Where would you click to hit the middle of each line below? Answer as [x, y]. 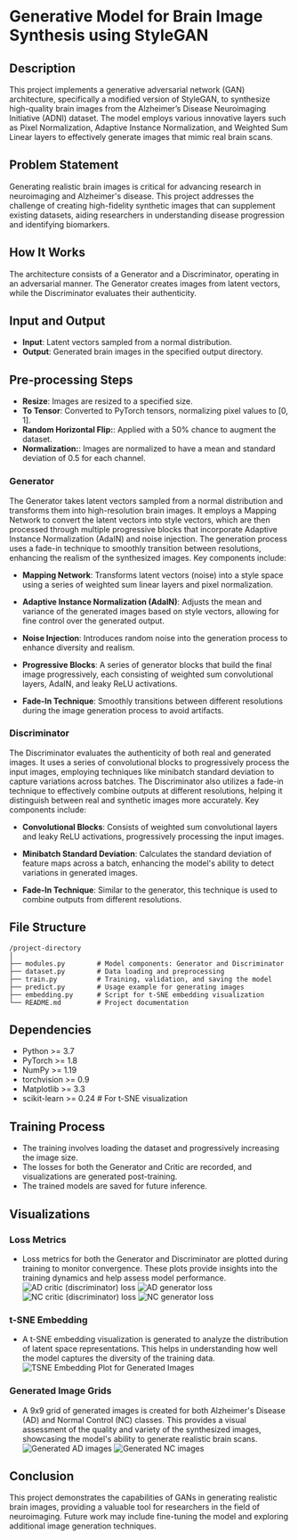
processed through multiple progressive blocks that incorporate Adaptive [143, 529]
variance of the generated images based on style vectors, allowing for [150, 611]
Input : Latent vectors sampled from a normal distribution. [127, 342]
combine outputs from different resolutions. [102, 899]
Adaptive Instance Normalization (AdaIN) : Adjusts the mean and [142, 601]
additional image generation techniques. [83, 1526]
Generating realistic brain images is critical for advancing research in [135, 186]
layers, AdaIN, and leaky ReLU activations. [100, 683]
